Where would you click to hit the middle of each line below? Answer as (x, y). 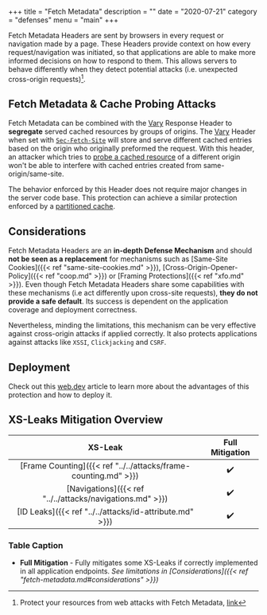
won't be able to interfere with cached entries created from (105, 166)
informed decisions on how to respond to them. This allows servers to (122, 61)
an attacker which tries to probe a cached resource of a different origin (124, 157)
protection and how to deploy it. (60, 395)
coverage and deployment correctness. (73, 310)
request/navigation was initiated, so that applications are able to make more (132, 52)
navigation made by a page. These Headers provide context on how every (130, 44)
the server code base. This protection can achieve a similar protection (123, 198)
